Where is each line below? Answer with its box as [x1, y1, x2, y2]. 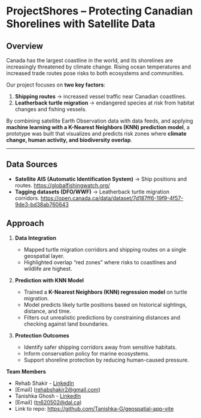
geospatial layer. [23, 252, 65, 259]
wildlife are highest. [23, 265, 72, 272]
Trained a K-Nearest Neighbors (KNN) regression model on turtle [23, 288, 187, 295]
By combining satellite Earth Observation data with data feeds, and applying [6, 117, 193, 124]
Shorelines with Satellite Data [6, 17, 156, 31]
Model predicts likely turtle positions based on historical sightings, [23, 301, 187, 308]
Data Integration [14, 234, 57, 241]
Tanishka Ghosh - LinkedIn [14, 392, 81, 399]
